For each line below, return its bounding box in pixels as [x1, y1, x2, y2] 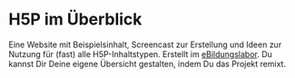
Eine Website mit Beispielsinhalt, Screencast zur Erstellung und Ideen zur [8, 39, 282, 50]
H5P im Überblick [8, 9, 143, 30]
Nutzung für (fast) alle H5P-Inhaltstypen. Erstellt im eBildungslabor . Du [8, 48, 273, 59]
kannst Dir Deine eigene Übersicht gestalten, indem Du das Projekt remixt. [8, 58, 287, 69]
